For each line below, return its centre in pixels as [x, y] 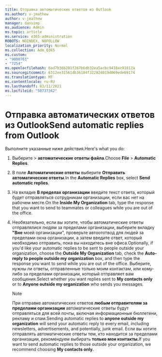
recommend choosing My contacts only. [53, 349]
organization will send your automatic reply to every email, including [80, 324]
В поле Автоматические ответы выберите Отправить [69, 173]
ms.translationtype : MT [29, 77]
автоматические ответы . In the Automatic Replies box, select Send [81, 178]
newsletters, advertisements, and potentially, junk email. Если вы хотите [84, 329]
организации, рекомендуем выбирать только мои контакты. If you [81, 339]
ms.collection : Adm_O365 [30, 50]
